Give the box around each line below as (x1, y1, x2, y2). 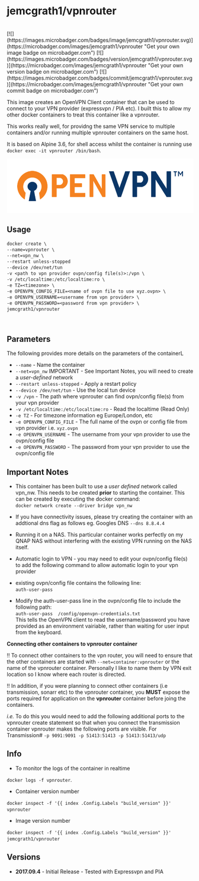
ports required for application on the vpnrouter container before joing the (7, 694, 186, 702)
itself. (15, 543, 29, 550)
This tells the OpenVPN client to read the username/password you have (15, 616, 190, 623)
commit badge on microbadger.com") (7, 87, 98, 94)
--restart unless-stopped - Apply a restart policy (15, 380, 137, 388)
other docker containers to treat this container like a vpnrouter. (7, 111, 160, 118)
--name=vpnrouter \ (7, 247, 55, 253)
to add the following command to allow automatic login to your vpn (15, 561, 178, 568)
